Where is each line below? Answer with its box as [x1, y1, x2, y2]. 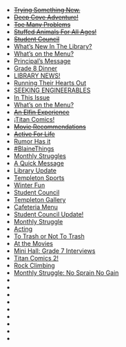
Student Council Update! [13, 210, 84, 219]
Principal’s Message [13, 57, 71, 65]
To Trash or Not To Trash [13, 232, 85, 240]
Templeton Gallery [13, 196, 66, 203]
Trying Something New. [13, 6, 81, 14]
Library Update [13, 166, 57, 175]
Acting [13, 225, 33, 233]
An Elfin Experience [13, 108, 70, 116]
